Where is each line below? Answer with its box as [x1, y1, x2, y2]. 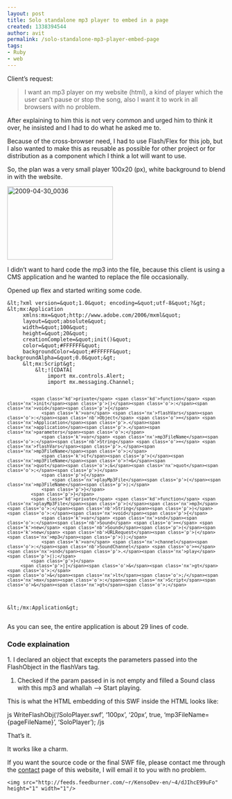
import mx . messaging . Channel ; [47, 378, 135, 385]
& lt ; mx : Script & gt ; [22, 360, 76, 367]
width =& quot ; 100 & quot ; [22, 323, 89, 330]
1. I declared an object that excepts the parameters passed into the [7, 655, 197, 664]
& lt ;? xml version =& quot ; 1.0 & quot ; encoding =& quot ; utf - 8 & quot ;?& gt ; [7, 299, 206, 306]
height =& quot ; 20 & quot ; [22, 330, 89, 337]
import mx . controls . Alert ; [47, 372, 126, 379]
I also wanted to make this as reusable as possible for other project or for [7, 144, 216, 153]
